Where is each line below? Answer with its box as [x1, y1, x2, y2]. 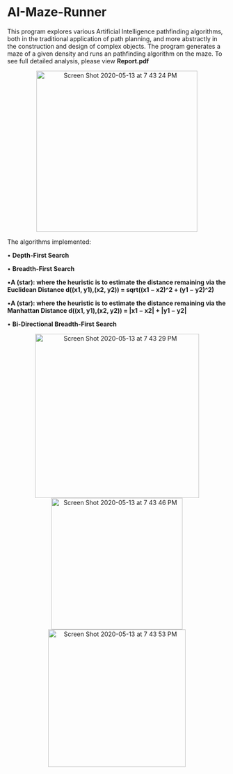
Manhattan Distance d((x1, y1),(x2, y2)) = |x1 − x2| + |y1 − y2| [7, 306, 187, 314]
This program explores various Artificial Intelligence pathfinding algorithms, [7, 27, 223, 36]
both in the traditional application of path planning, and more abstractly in [7, 34, 218, 42]
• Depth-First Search [7, 251, 70, 259]
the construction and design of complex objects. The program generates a [7, 42, 220, 50]
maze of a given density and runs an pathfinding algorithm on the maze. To [7, 49, 223, 58]
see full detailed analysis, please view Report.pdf [7, 56, 150, 65]
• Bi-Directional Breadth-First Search [7, 320, 117, 328]
